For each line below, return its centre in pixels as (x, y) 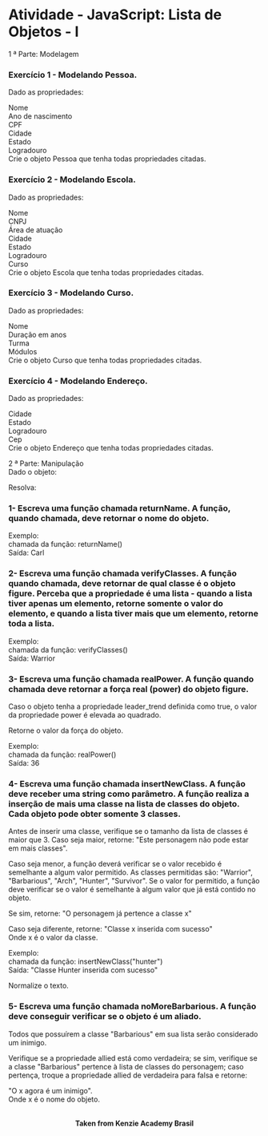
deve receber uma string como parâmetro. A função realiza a (129, 794)
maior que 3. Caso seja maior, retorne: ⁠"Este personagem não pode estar (129, 840)
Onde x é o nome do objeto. (54, 1099)
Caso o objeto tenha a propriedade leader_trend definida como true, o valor (133, 706)
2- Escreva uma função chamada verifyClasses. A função (123, 573)
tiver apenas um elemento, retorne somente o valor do (116, 604)
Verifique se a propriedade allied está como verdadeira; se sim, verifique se (133, 1058)
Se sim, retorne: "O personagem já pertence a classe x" (100, 914)
